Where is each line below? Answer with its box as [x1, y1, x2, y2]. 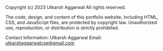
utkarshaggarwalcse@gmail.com [5, 40, 75, 46]
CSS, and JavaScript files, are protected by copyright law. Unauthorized [5, 20, 157, 25]
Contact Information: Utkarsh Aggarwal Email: [5, 35, 102, 40]
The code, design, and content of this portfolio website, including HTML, [5, 14, 159, 20]
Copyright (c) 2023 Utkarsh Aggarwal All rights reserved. [5, 5, 126, 10]
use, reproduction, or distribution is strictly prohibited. [5, 25, 119, 31]
